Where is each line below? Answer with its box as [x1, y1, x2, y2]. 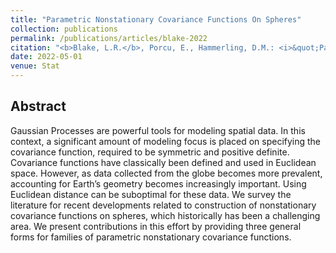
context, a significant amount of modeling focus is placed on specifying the [10, 135, 322, 147]
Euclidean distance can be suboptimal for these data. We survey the [10, 188, 292, 200]
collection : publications [10, 24, 118, 34]
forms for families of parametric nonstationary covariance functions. [10, 231, 292, 243]
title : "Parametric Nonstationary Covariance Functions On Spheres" [10, 14, 302, 25]
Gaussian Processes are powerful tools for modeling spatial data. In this [10, 124, 306, 136]
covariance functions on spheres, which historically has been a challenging [10, 209, 321, 221]
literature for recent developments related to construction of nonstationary [10, 199, 317, 211]
